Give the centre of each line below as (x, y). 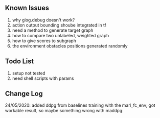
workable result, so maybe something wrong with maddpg (64, 111)
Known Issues (27, 8)
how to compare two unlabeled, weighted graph (60, 35)
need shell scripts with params (43, 78)
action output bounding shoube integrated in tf (59, 25)
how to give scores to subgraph (44, 41)
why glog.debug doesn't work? (43, 20)
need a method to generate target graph (53, 30)
